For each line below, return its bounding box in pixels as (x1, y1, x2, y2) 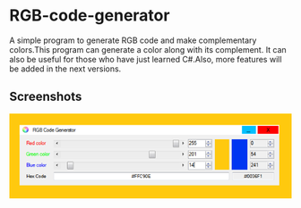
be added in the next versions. (9, 63, 122, 74)
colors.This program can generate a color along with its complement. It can (9, 44, 287, 54)
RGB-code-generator (9, 5, 170, 26)
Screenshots (9, 89, 82, 104)
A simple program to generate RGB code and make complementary (9, 35, 257, 46)
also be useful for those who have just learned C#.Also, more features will (9, 54, 282, 64)
